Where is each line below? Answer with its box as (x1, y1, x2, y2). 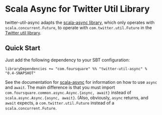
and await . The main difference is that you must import (5, 84, 115, 90)
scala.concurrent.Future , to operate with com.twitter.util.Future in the (5, 24, 152, 30)
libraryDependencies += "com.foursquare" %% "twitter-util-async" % (5, 66, 147, 71)
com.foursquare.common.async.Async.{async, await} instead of (5, 89, 132, 96)
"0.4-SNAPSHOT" (5, 71, 36, 76)
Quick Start (5, 44, 40, 52)
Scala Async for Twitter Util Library (5, 3, 150, 15)
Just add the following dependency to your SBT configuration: (5, 57, 130, 63)
